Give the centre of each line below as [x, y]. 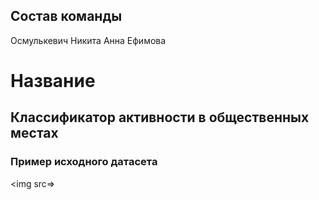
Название [53, 81]
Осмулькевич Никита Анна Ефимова [88, 40]
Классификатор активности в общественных [160, 117]
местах [34, 133]
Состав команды [66, 16]
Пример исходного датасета [84, 162]
